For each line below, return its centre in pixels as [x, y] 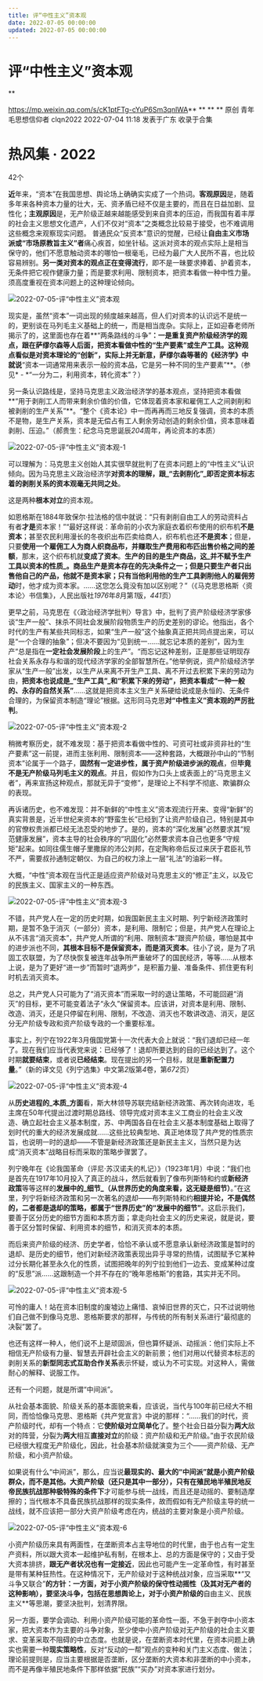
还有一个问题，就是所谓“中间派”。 [63, 1390]
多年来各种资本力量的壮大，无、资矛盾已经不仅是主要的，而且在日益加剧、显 [131, 204]
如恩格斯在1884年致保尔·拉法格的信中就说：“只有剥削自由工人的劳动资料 [125, 517]
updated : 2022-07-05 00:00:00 [58, 30]
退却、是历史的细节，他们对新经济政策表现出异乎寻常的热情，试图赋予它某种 [131, 1254]
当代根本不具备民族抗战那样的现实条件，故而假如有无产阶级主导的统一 [142, 1501]
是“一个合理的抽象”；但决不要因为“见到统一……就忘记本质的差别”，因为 [123, 641]
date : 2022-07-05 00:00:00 [52, 23]
